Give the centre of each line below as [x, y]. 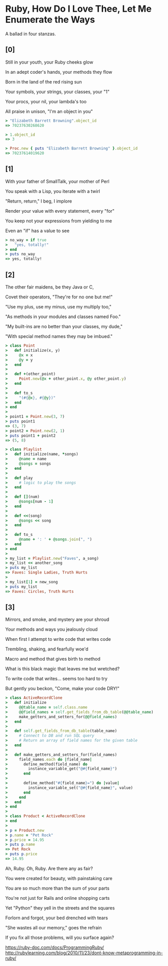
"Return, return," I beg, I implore [39, 201]
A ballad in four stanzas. [31, 34]
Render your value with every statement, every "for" [60, 211]
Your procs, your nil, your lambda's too [46, 101]
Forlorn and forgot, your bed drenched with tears [57, 918]
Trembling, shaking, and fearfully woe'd [47, 649]
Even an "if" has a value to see [37, 231]
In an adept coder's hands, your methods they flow [59, 72]
